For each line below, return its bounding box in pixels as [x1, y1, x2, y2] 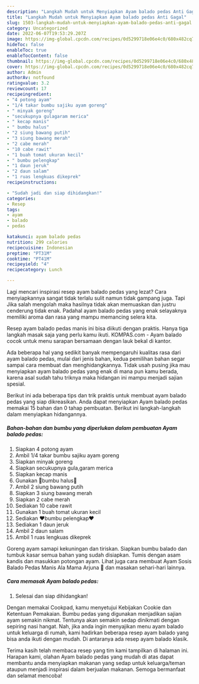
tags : [6, 207, 20, 213]
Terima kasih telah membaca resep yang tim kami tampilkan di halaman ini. [6, 647, 189, 654]
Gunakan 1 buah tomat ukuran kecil [15, 508, 101, 515]
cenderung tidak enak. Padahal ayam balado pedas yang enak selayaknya [6, 307, 187, 314]
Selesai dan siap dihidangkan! [15, 592, 88, 599]
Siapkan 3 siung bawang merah [15, 489, 93, 496]
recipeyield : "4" [6, 261, 50, 267]
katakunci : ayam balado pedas [6, 234, 81, 240]
